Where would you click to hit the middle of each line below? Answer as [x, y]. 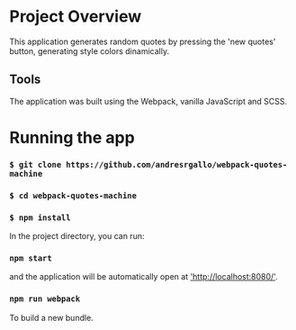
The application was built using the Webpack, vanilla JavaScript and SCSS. [148, 101]
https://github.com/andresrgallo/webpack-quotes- [177, 165]
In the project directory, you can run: [77, 236]
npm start [31, 258]
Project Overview [76, 17]
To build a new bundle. [52, 317]
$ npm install [40, 217]
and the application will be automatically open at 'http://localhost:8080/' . [144, 277]
